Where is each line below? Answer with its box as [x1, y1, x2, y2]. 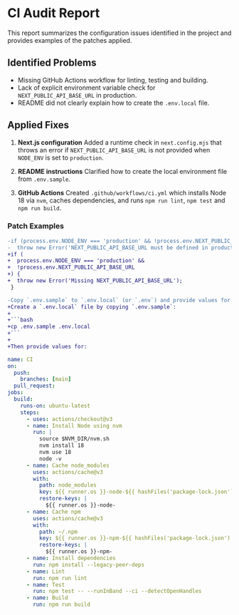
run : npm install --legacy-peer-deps [33, 561, 144, 568]
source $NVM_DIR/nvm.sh [38, 435, 110, 443]
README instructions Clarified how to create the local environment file [17, 167, 228, 175]
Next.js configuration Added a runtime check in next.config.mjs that [17, 138, 222, 147]
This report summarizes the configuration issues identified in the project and [7, 29, 232, 37]
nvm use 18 [38, 449, 72, 456]
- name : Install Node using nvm [26, 422, 122, 429]
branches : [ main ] [20, 376, 72, 383]
